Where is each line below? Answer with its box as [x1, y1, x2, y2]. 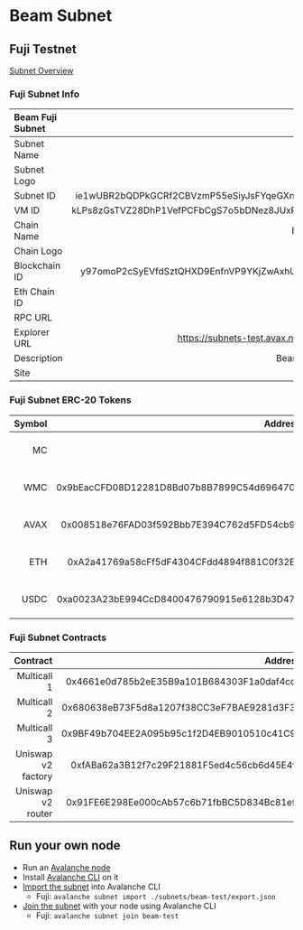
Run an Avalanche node [22, 861, 111, 872]
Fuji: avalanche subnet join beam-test [35, 909, 179, 921]
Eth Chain [14, 285, 56, 298]
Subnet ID [14, 190, 56, 202]
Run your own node [9, 838, 121, 853]
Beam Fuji [14, 111, 57, 124]
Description [14, 352, 63, 365]
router [26, 807, 53, 820]
